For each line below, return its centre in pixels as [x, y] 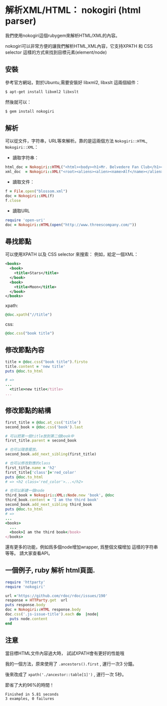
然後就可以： [18, 102]
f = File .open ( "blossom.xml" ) [37, 191]
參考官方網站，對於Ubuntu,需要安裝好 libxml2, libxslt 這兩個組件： [73, 82]
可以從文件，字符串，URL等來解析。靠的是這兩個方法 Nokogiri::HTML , [76, 141]
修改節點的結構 [28, 411]
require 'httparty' [25, 582]
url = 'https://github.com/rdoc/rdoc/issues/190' [56, 596]
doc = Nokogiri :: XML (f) [30, 196]
